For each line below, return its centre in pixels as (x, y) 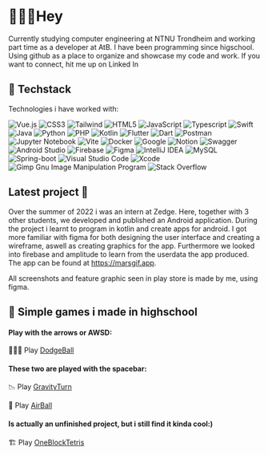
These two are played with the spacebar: (78, 368)
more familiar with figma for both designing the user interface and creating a (134, 237)
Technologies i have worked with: (64, 108)
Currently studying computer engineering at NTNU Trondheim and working (132, 39)
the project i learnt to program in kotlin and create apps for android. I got (128, 229)
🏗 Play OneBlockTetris (46, 442)
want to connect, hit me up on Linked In (74, 64)
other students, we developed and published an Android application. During (133, 220)
